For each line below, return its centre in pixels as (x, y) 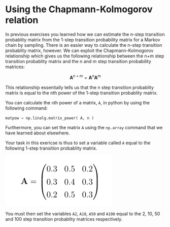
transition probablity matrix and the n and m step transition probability (78, 61)
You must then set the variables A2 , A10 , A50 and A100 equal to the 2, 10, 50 (83, 214)
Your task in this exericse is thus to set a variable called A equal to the (78, 143)
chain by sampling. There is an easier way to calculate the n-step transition (84, 45)
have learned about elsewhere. (38, 133)
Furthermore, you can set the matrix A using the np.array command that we (84, 128)
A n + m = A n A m (85, 77)
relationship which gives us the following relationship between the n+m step (85, 56)
